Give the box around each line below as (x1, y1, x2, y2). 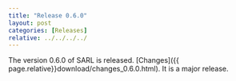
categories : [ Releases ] (8, 26, 88, 34)
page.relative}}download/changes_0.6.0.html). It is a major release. (8, 64, 230, 74)
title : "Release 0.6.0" (8, 11, 88, 20)
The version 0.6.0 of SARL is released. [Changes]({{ (8, 56, 180, 65)
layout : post (8, 19, 52, 27)
